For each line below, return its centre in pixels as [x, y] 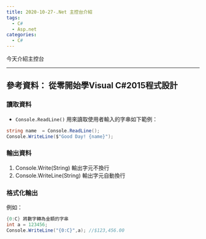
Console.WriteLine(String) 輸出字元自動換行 [70, 175]
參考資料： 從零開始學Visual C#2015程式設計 [92, 85]
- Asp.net [24, 29]
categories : [21, 35]
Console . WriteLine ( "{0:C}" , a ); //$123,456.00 [65, 230]
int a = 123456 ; [27, 224]
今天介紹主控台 [25, 59]
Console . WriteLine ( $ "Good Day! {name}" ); [60, 136]
